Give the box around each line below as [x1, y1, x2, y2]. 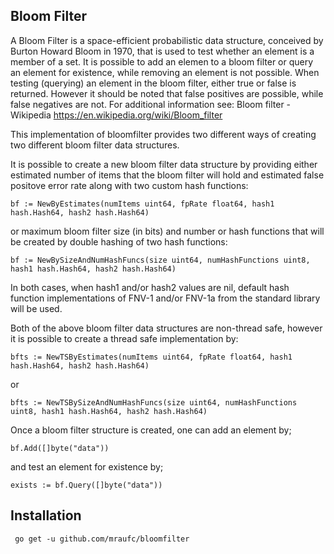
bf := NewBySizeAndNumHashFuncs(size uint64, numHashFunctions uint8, [10, 255, 311, 265]
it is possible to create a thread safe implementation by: [10, 332, 239, 344]
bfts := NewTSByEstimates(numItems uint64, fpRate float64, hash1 [10, 352, 293, 362]
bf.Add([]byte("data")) [10, 443, 110, 453]
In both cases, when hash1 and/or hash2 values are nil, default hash [10, 281, 290, 293]
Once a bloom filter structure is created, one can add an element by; [10, 424, 292, 436]
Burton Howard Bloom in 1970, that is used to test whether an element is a [10, 45, 315, 57]
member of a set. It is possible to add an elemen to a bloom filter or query [10, 55, 314, 68]
